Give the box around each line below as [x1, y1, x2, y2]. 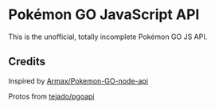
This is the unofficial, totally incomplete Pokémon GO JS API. [8, 32, 208, 41]
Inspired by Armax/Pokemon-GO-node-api [8, 76, 149, 85]
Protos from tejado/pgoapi [8, 91, 95, 101]
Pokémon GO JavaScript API [8, 6, 200, 24]
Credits [8, 55, 46, 68]
